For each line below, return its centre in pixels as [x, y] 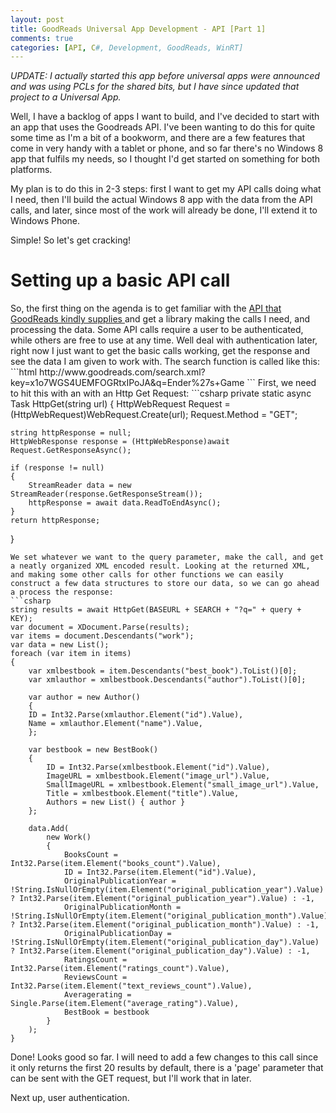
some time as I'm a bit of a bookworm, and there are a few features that [158, 138]
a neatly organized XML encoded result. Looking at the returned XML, [160, 566]
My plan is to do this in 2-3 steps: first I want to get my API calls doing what [166, 189]
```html [24, 372]
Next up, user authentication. [70, 1098]
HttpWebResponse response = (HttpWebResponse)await [120, 442]
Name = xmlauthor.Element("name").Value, [115, 724]
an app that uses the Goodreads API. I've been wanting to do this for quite [163, 127]
